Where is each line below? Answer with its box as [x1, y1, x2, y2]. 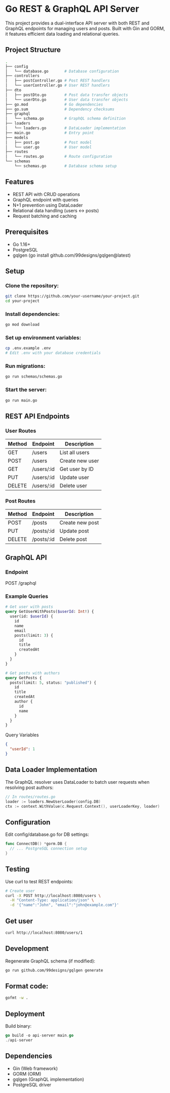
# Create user [5, 888, 36, 893]
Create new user [59, 457, 99, 464]
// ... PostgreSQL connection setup [10, 846, 87, 851]
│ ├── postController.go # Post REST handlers [5, 78, 110, 83]
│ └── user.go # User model [5, 144, 92, 150]
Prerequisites [5, 228, 49, 236]
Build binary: [5, 1023, 32, 1029]
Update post [59, 528, 89, 535]
